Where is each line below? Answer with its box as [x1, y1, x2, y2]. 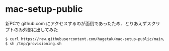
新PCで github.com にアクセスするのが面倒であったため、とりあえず [5, 20, 147, 26]
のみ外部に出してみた [14, 26, 58, 33]
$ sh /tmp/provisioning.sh [5, 41, 62, 46]
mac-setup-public [5, 3, 83, 15]
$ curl [5, 36, 19, 42]
